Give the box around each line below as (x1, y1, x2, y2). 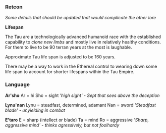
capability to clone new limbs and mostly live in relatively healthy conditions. (5, 39, 161, 45)
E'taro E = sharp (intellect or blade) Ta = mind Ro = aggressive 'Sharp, (5, 117, 149, 123)
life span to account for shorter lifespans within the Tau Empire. (5, 69, 135, 75)
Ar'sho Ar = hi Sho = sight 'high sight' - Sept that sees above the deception (5, 92, 160, 98)
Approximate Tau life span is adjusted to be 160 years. (5, 54, 115, 60)
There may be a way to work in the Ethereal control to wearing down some (5, 63, 158, 70)
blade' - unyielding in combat (5, 107, 65, 113)
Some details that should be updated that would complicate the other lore (5, 15, 156, 21)
